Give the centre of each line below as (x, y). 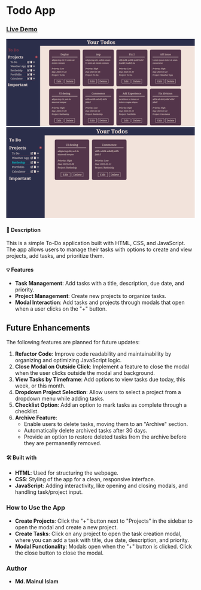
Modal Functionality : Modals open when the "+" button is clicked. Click (103, 546)
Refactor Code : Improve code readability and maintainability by (93, 354)
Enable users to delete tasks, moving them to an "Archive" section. (106, 424)
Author (17, 568)
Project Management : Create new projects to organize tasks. (90, 296)
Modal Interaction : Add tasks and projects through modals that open (100, 303)
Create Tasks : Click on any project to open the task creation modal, (98, 534)
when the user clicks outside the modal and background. (85, 373)
